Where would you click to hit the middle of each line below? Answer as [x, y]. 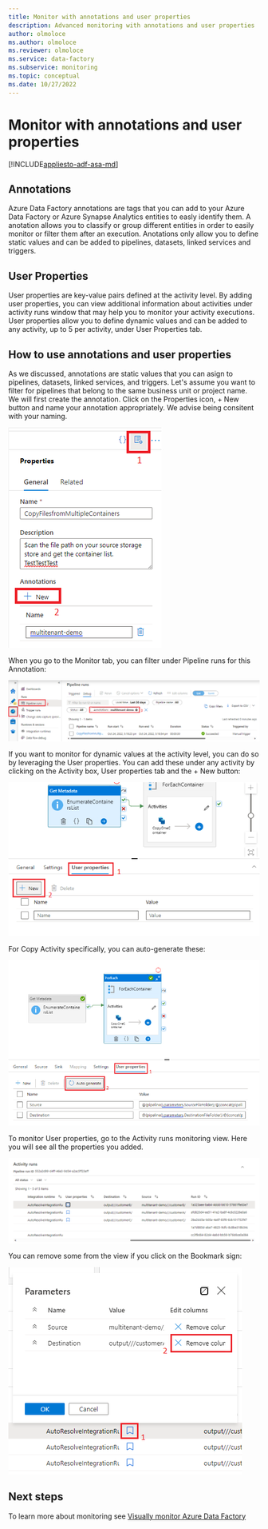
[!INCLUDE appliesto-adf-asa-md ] [63, 164]
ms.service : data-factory [51, 59]
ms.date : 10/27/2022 [43, 84]
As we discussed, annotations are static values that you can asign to [121, 373]
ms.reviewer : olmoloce [46, 51]
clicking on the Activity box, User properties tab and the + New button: [124, 771]
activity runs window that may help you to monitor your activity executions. [132, 313]
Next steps [36, 1497]
